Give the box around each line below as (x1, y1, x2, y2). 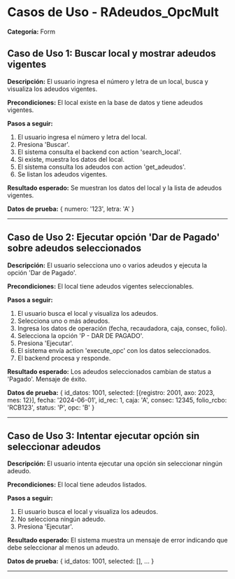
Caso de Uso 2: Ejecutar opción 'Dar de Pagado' (7, 232, 220, 244)
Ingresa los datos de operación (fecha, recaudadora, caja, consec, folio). (17, 323, 227, 333)
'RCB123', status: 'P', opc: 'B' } (7, 403, 95, 412)
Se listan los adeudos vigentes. (17, 169, 108, 179)
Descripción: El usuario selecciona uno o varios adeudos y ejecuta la (7, 260, 208, 270)
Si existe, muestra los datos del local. (17, 155, 124, 163)
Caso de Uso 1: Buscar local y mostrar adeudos (7, 48, 217, 60)
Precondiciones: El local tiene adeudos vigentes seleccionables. (7, 281, 194, 291)
